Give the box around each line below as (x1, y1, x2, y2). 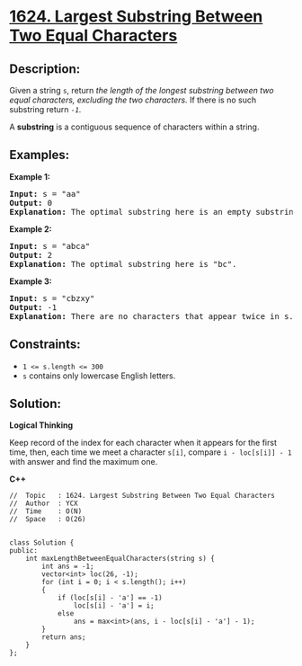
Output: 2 (9, 250, 52, 260)
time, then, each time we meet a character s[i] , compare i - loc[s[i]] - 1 (9, 447, 292, 457)
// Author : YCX (9, 499, 78, 509)
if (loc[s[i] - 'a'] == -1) (57, 593, 164, 603)
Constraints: (9, 337, 81, 352)
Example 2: (9, 223, 52, 235)
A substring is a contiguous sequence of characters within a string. (9, 121, 260, 132)
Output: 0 (9, 198, 52, 208)
